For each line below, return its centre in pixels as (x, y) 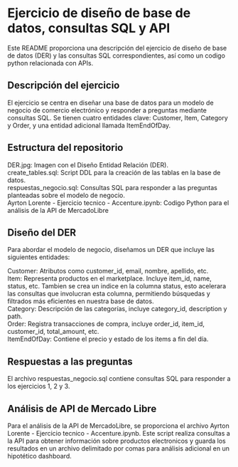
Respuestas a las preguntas (70, 361)
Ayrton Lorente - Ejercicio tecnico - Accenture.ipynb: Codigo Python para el (118, 203)
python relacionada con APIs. (50, 63)
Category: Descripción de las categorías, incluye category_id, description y (117, 309)
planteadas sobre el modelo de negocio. (66, 195)
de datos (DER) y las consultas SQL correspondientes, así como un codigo (117, 56)
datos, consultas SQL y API (89, 28)
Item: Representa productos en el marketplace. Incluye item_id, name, (109, 278)
